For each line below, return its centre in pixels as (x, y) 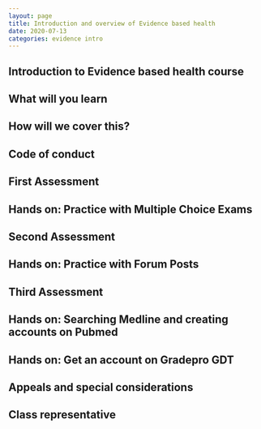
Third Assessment (56, 292)
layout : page (30, 16)
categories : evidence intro (56, 39)
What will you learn (58, 99)
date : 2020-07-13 (38, 31)
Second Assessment (62, 236)
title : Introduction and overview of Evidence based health (112, 24)
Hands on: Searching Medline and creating (118, 320)
